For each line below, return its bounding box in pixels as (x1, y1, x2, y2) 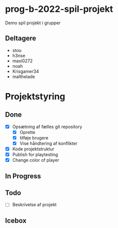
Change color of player (12, 157, 59, 163)
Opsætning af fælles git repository (12, 124, 82, 130)
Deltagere (5, 34, 36, 43)
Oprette (19, 129, 36, 135)
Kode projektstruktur (12, 146, 54, 152)
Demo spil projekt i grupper (5, 20, 61, 26)
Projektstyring (5, 91, 66, 102)
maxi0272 (12, 58, 33, 64)
